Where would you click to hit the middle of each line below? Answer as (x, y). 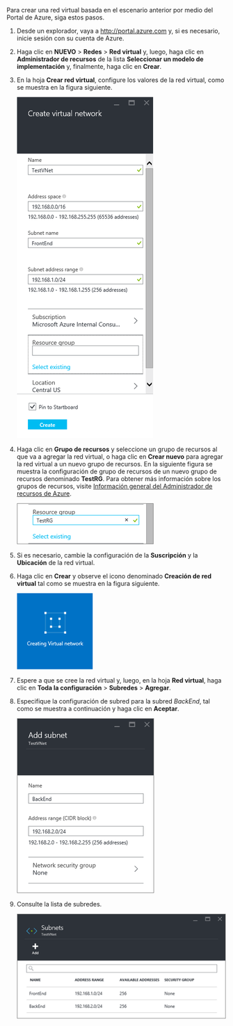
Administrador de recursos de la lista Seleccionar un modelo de (110, 59)
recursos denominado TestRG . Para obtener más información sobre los (119, 479)
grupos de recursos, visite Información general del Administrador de (114, 486)
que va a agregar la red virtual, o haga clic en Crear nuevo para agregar (120, 457)
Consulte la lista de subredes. (59, 904)
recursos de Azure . (44, 494)
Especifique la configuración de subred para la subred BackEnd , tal (113, 701)
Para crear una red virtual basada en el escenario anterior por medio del (110, 10)
